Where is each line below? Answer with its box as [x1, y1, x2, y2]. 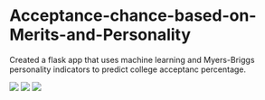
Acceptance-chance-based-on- [9, 5, 257, 26]
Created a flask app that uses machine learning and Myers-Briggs [9, 54, 255, 65]
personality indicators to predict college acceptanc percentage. [9, 64, 247, 75]
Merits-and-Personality [9, 24, 192, 45]
